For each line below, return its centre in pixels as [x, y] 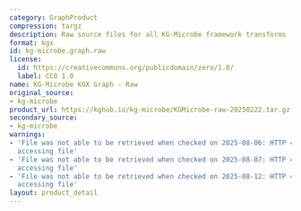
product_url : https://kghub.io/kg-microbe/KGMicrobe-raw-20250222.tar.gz [150, 110]
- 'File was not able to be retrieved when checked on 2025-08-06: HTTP [148, 143]
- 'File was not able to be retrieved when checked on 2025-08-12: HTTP [148, 176]
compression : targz [46, 26]
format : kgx [31, 43]
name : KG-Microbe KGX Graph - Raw [74, 84]
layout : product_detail [54, 193]
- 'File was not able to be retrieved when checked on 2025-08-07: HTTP [148, 159]
